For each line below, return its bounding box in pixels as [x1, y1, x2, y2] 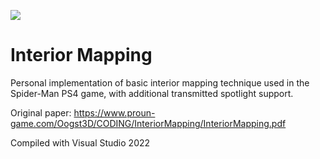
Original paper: [10, 106, 72, 119]
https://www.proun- [73, 106, 156, 119]
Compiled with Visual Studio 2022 [10, 136, 151, 149]
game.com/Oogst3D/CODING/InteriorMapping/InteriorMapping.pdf [10, 117, 287, 129]
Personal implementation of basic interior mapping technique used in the [10, 76, 310, 89]
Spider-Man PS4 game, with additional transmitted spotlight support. [10, 87, 294, 99]
